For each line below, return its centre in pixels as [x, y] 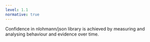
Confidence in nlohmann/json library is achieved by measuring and [75, 28]
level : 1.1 [17, 10]
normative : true [22, 14]
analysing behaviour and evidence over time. [52, 34]
